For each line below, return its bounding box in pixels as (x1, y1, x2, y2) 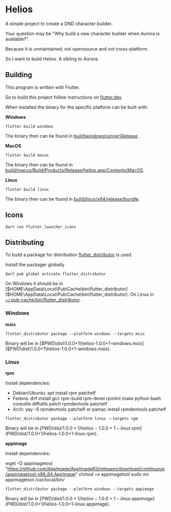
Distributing (5, 238, 44, 247)
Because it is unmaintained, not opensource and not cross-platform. (5, 46, 149, 52)
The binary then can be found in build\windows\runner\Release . (5, 133, 140, 139)
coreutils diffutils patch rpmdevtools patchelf (12, 400, 108, 407)
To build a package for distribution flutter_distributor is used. (5, 252, 133, 258)
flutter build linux (5, 187, 50, 192)
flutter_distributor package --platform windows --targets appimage (5, 486, 154, 492)
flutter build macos (5, 153, 50, 158)
